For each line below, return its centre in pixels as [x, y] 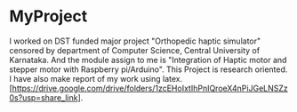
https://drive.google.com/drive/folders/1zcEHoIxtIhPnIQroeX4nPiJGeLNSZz [150, 88]
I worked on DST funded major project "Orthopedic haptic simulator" [135, 41]
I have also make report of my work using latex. [96, 78]
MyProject [48, 16]
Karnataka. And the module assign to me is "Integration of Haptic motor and [148, 60]
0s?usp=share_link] [45, 97]
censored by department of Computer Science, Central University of [135, 50]
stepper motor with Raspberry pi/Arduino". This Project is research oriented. [148, 69]
